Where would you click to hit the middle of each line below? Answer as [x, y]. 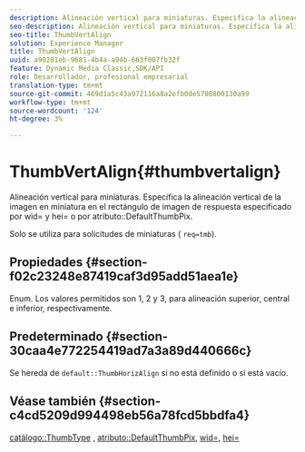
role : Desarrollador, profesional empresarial [99, 77]
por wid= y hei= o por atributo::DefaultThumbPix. [101, 216]
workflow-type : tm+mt [50, 102]
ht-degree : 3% [36, 119]
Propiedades [46, 263]
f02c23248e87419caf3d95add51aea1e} [124, 276]
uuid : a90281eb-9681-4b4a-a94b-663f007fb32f [95, 60]
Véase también [53, 402]
